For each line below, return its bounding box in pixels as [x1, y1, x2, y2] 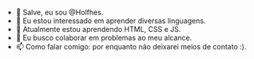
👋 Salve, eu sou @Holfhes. [15, 8, 104, 17]
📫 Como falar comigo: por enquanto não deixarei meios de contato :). [15, 42, 247, 51]
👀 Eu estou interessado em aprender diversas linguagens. [15, 16, 206, 26]
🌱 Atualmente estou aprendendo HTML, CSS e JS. [15, 25, 181, 33]
